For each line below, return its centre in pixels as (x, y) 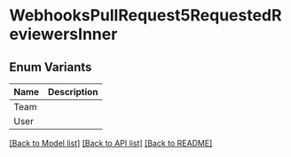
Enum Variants (51, 67)
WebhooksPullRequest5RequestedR (145, 16)
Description (73, 92)
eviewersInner (63, 34)
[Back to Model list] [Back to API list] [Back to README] (111, 143)
